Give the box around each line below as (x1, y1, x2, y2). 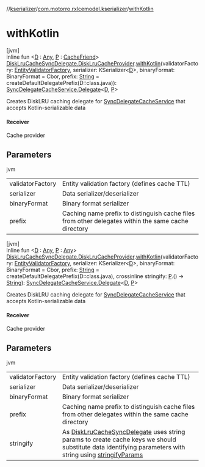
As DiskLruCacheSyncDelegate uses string (62, 427, 185, 436)
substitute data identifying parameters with (62, 443, 185, 451)
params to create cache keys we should (62, 435, 176, 444)
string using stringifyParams (62, 450, 143, 459)
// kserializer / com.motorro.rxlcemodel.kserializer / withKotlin (6, 6, 154, 12)
